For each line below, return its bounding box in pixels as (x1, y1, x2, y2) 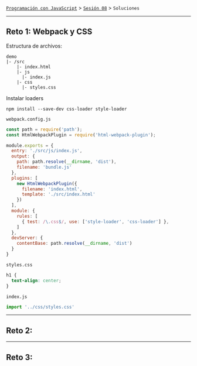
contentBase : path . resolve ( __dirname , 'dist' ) (16, 241, 133, 247)
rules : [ (16, 213, 38, 219)
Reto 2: (6, 326, 33, 336)
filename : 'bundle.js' (16, 165, 72, 170)
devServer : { (11, 235, 43, 241)
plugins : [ (11, 175, 38, 181)
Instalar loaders (6, 94, 44, 101)
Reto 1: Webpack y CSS (6, 27, 93, 37)
